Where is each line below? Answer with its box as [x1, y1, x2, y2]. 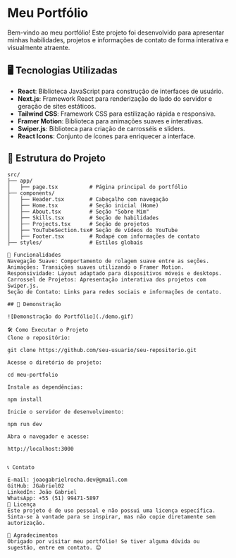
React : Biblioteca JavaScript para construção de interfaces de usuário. [17, 87, 224, 95]
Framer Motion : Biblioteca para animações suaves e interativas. [17, 116, 204, 125]
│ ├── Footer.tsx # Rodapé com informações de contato [7, 233, 200, 240]
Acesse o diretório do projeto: [7, 358, 102, 366]
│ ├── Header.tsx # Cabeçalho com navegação [7, 195, 169, 202]
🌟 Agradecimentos [7, 531, 58, 539]
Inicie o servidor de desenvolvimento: [7, 408, 125, 416]
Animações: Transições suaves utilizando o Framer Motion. [7, 263, 185, 271]
